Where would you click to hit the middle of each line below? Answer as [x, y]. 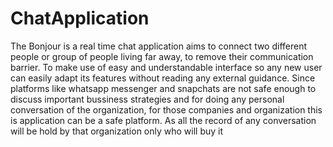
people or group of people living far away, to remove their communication [162, 56]
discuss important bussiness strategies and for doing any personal [147, 99]
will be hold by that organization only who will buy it [117, 131]
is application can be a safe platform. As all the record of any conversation [163, 120]
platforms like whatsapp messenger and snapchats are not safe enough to [163, 88]
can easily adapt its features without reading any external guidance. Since [163, 78]
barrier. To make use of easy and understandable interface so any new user [166, 67]
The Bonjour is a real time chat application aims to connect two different [159, 46]
